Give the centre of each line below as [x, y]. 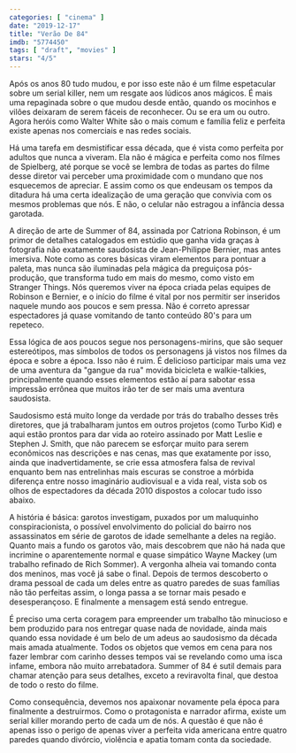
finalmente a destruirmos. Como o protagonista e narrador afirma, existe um [148, 711]
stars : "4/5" [33, 58]
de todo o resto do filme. [54, 685]
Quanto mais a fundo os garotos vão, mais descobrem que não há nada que [147, 546]
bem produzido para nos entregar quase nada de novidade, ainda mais [138, 628]
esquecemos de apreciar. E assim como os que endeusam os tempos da [141, 185]
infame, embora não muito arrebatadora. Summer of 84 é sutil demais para [145, 666]
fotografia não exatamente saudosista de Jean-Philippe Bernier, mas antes [145, 250]
